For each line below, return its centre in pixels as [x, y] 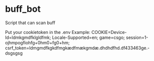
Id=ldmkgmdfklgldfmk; [28, 37]
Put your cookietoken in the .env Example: [48, 32]
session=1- [137, 37]
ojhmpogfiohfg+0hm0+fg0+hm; [37, 42]
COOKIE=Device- [109, 32]
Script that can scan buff [30, 23]
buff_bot [23, 9]
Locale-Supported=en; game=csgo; [89, 37]
